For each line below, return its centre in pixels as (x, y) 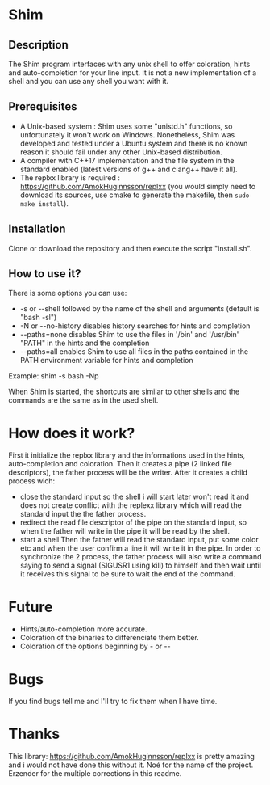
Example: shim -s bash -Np (54, 376)
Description (38, 45)
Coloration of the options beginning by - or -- (95, 646)
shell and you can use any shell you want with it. (89, 81)
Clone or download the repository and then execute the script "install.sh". (130, 248)
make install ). (44, 203)
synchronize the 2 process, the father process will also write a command (141, 557)
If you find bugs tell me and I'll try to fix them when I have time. (113, 702)
